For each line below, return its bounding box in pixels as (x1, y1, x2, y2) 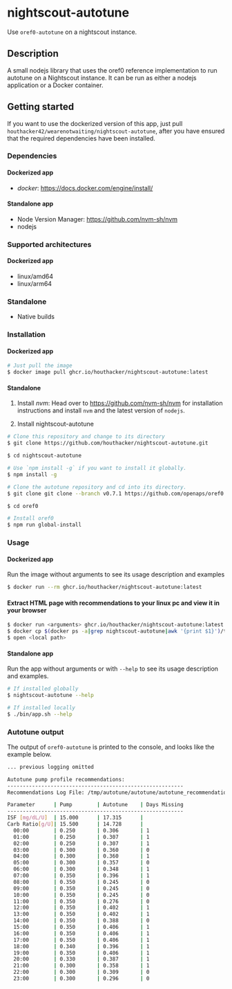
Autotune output (7, 727, 64, 736)
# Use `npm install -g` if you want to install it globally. (7, 465, 187, 472)
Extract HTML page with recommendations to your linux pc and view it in (7, 599, 220, 607)
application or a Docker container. (7, 81, 104, 89)
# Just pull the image (7, 362, 72, 370)
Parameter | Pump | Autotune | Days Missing (7, 801, 184, 808)
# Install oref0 (7, 515, 54, 522)
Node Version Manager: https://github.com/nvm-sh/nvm (17, 215, 178, 223)
